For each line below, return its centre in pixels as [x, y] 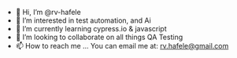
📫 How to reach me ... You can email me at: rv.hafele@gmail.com [122, 46]
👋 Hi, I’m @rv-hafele [48, 12]
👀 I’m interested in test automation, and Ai [83, 20]
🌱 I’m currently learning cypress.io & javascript [91, 29]
